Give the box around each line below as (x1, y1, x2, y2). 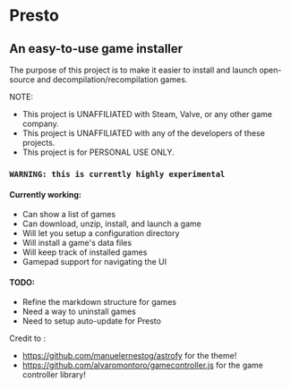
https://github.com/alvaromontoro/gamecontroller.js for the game (21, 359, 264, 371)
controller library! (21, 369, 87, 380)
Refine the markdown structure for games (21, 297, 177, 308)
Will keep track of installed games (21, 247, 148, 258)
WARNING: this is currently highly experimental (9, 169, 226, 179)
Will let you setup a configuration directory (21, 228, 180, 239)
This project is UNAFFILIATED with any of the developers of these (21, 128, 266, 139)
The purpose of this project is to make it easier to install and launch (9, 64, 258, 75)
